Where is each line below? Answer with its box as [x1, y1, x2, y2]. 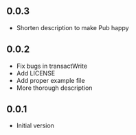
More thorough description [16, 84, 93, 92]
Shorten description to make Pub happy [16, 23, 129, 32]
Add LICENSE [16, 69, 56, 77]
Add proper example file [16, 76, 85, 84]
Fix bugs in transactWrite [16, 62, 87, 70]
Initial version [16, 121, 54, 130]
